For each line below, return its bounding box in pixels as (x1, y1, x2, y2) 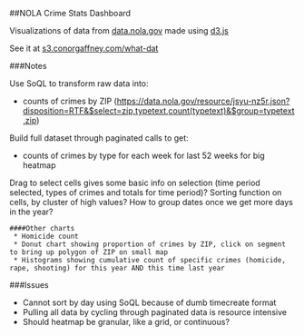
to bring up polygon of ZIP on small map (9, 248, 169, 257)
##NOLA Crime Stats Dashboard (9, 8, 132, 18)
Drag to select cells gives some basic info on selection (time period (9, 177, 260, 188)
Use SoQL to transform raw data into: (9, 78, 149, 89)
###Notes (9, 61, 47, 71)
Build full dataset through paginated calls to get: (9, 133, 189, 143)
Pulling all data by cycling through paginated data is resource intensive (22, 307, 288, 317)
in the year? (9, 206, 54, 217)
